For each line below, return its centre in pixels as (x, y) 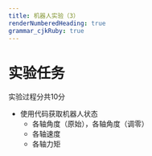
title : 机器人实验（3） (44, 16)
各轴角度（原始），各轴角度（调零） (90, 124)
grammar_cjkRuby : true (46, 31)
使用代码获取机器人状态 (59, 114)
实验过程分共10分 (37, 96)
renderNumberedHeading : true (57, 23)
